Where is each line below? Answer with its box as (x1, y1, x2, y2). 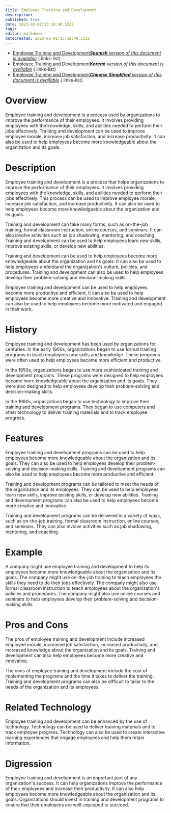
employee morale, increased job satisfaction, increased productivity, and (5, 641, 158, 647)
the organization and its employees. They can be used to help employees (5, 486, 159, 492)
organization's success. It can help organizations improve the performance (5, 780, 163, 786)
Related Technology (5, 701, 92, 713)
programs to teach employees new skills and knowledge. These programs (5, 351, 160, 357)
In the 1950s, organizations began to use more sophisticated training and (5, 366, 158, 373)
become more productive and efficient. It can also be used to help (5, 290, 144, 296)
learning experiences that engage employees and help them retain (5, 735, 145, 741)
